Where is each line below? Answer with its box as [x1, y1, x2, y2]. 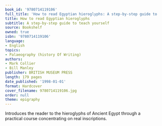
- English [5, 43, 25, 48]
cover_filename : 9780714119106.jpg [5, 88, 77, 93]
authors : [5, 57, 23, 62]
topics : [5, 47, 21, 52]
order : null [5, 93, 29, 97]
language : [5, 39, 25, 44]
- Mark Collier [5, 61, 36, 66]
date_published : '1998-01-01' [5, 79, 66, 84]
